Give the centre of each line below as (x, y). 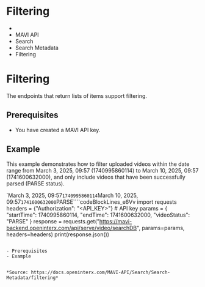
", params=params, (160, 228)
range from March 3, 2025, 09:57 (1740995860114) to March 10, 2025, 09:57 (103, 170)
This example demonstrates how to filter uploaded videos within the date (98, 164)
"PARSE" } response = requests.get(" (53, 221)
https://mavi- (116, 221)
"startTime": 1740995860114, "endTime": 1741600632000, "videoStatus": (98, 215)
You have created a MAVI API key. (58, 130)
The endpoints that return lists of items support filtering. (77, 95)
